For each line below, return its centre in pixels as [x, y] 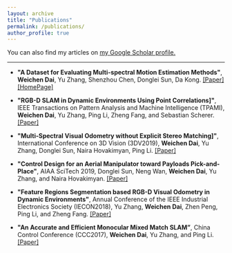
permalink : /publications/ [46, 26]
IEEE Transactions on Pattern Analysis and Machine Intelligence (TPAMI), [121, 108]
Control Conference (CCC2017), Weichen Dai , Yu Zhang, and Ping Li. [115, 235]
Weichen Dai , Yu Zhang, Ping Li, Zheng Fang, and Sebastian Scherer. [116, 115]
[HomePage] [35, 87]
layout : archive [30, 13]
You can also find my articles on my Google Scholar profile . [91, 53]
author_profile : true [38, 33]
